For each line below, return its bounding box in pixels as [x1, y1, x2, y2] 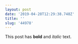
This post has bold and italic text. [5, 34, 72, 40]
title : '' [5, 16, 25, 21]
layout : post [5, 7, 31, 12]
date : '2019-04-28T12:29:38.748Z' [5, 12, 75, 16]
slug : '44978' [5, 20, 34, 26]
